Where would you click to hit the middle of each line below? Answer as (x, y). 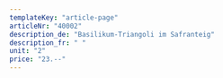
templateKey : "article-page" (64, 17)
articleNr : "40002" (46, 26)
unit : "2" (28, 51)
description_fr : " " (48, 43)
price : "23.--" (38, 59)
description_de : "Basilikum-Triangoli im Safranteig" (112, 34)
